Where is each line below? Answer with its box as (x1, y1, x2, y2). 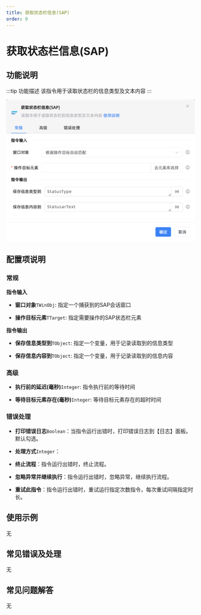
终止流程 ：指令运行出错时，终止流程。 (14, 460, 109, 468)
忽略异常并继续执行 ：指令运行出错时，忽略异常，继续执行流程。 (14, 473, 172, 480)
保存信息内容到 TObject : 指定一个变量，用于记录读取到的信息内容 (14, 352, 173, 360)
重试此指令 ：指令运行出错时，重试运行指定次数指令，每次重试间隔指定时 (14, 486, 193, 493)
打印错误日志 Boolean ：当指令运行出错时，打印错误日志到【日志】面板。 (14, 427, 191, 435)
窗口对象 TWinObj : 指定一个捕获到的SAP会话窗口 (14, 302, 132, 309)
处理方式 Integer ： (14, 447, 60, 455)
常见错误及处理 (6, 548, 62, 559)
